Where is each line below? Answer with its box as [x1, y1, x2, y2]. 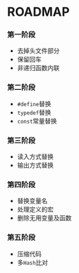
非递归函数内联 [16, 64, 60, 72]
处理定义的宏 [16, 205, 54, 213]
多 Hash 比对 [16, 258, 48, 266]
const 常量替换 [16, 117, 57, 125]
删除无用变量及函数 [16, 214, 72, 222]
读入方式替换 [16, 152, 54, 161]
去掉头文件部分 [16, 47, 60, 55]
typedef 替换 [16, 108, 52, 117]
